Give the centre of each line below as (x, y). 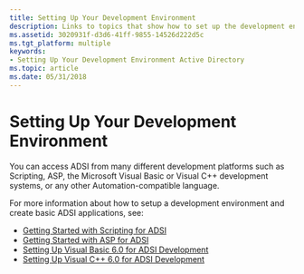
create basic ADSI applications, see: (76, 212)
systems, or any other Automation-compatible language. (114, 185)
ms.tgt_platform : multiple (60, 43)
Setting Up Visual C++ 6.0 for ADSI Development (114, 259)
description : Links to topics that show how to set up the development (147, 26)
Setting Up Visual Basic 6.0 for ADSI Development (115, 250)
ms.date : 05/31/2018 (48, 77)
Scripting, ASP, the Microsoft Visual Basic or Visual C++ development (139, 176)
